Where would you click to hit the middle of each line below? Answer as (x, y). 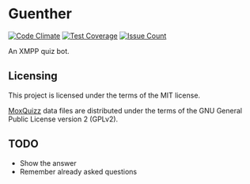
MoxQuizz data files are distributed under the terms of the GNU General (125, 110)
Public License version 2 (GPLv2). (63, 119)
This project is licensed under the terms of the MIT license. (104, 95)
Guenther (40, 14)
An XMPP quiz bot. (39, 51)
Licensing (33, 76)
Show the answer (48, 163)
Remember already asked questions (78, 171)
